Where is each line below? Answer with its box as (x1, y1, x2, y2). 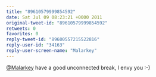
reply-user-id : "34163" (6, 42, 65, 48)
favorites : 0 (6, 31, 39, 37)
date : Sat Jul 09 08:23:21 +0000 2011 (6, 14, 102, 20)
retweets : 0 (6, 25, 36, 32)
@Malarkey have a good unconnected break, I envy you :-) (6, 64, 151, 71)
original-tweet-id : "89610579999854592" (6, 20, 108, 26)
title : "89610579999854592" (6, 8, 76, 15)
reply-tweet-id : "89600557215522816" (6, 36, 100, 42)
